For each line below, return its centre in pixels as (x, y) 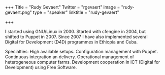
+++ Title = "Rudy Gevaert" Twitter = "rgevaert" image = (63, 7)
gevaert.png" (18, 12)
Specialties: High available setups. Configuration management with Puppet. (82, 52)
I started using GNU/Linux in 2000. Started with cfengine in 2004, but (76, 31)
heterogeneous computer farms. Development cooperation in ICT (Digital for (82, 62)
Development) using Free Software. (41, 67)
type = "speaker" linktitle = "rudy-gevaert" (76, 12)
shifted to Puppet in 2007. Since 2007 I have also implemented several (76, 37)
